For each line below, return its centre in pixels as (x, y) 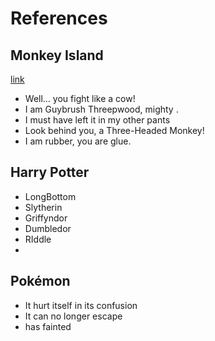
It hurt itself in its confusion (81, 305)
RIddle (38, 239)
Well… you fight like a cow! (80, 98)
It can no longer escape (73, 316)
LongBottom (50, 196)
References (59, 18)
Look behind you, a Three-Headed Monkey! (114, 130)
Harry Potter (50, 172)
